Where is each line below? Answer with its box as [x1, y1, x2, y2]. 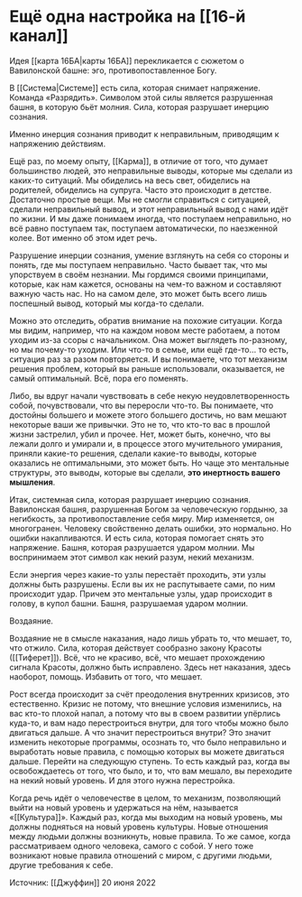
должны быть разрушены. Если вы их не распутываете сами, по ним [9, 578, 276, 589]
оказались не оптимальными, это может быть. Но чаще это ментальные [9, 458, 290, 468]
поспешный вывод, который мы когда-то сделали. [9, 298, 205, 309]
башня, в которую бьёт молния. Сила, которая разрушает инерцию [9, 101, 270, 112]
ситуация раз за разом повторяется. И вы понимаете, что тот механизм [9, 354, 288, 365]
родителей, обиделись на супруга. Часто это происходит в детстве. [9, 184, 272, 195]
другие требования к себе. [9, 859, 114, 870]
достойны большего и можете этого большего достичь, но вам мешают [9, 409, 288, 421]
